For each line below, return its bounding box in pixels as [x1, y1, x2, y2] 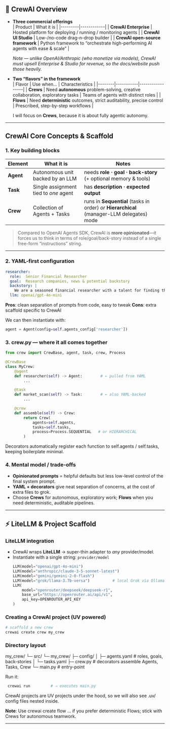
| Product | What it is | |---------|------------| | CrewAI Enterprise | [12, 24, 153, 30]
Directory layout [5, 642, 46, 649]
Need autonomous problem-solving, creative [46, 87, 141, 93]
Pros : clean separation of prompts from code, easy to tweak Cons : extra [5, 302, 157, 308]
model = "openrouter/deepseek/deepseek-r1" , [22, 587, 113, 592]
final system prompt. [12, 478, 56, 484]
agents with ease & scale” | [12, 45, 70, 51]
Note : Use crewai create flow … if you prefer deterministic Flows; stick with [5, 708, 162, 714]
